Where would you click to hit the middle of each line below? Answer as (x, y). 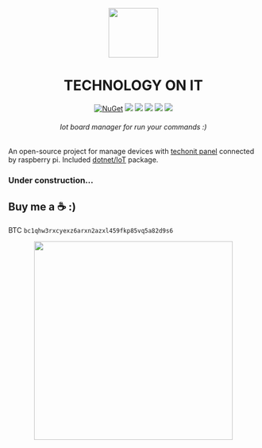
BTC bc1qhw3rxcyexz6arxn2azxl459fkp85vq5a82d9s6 (91, 230)
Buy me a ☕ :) (42, 207)
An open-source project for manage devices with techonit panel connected (131, 152)
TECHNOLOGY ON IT (133, 85)
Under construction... (51, 180)
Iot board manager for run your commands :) (133, 126)
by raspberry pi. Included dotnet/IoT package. (83, 160)
